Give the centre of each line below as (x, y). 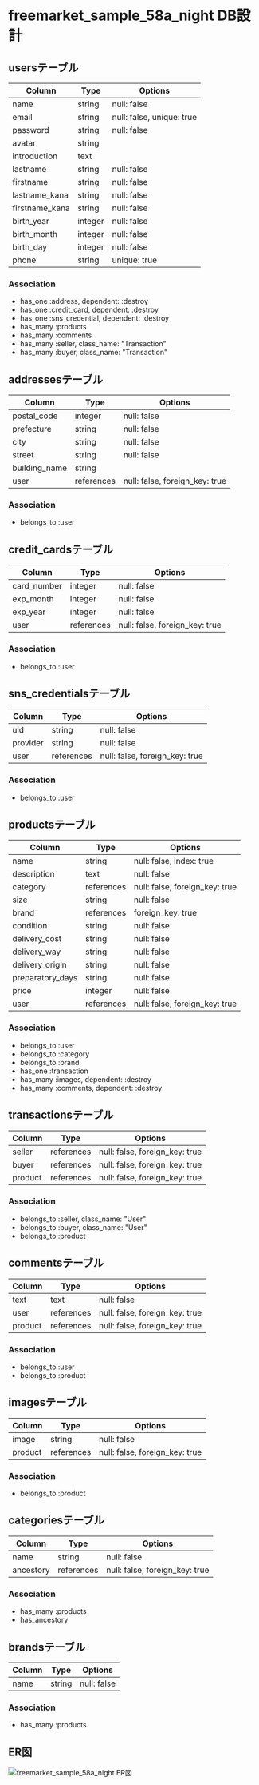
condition (30, 926)
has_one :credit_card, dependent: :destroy (89, 310)
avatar (24, 143)
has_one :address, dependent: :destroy (84, 301)
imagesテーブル (48, 1402)
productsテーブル (52, 825)
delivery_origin (39, 965)
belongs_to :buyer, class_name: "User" (83, 1227)
